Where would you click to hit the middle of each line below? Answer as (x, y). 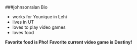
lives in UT (23, 22)
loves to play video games (39, 27)
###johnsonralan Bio (26, 7)
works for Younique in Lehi (40, 17)
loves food (23, 32)
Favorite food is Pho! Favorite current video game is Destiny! (69, 42)
